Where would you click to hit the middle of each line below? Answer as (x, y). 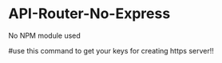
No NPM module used (45, 35)
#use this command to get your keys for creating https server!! (111, 50)
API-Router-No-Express (89, 14)
